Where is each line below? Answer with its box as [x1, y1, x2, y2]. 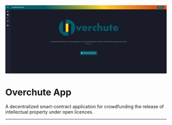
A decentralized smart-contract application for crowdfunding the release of [5, 104, 164, 110]
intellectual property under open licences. [5, 109, 94, 115]
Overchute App [5, 87, 72, 98]
